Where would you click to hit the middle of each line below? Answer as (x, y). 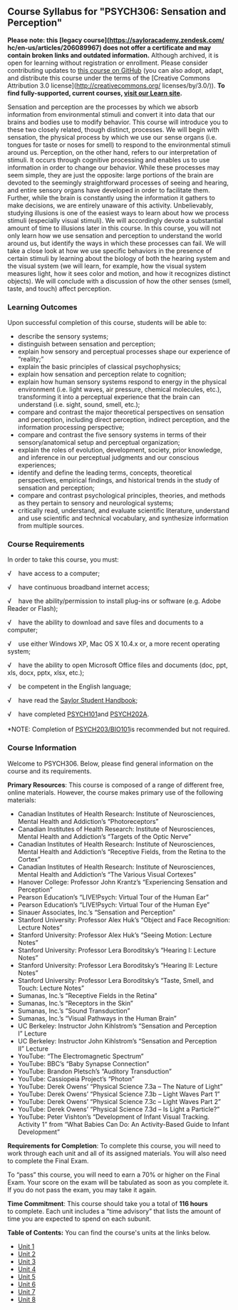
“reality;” (31, 359)
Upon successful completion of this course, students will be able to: (107, 323)
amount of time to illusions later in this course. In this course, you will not (114, 228)
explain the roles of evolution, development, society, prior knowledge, (120, 450)
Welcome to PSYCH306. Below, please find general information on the (110, 763)
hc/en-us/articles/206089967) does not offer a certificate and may (109, 47)
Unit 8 (27, 1299)
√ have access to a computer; (54, 574)
